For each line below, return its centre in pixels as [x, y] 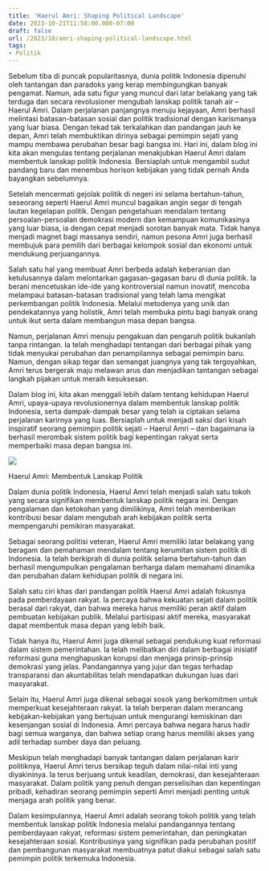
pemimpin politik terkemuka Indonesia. [72, 858]
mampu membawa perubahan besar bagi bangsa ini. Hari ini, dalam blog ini [133, 144]
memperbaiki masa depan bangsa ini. [70, 446]
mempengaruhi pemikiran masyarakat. [72, 526]
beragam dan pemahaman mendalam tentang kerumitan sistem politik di [128, 550]
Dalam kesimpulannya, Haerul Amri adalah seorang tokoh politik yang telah [132, 816]
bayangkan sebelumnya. [49, 178]
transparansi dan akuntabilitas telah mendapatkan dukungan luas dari [123, 675]
